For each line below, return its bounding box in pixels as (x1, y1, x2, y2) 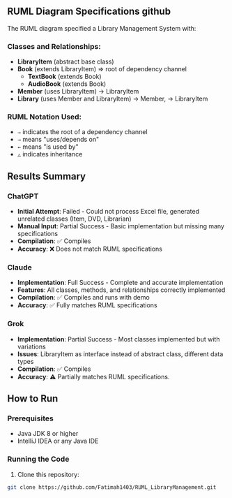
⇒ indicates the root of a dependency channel (17, 128, 148, 136)
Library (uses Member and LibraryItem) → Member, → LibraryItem (17, 94, 208, 103)
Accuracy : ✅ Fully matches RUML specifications (17, 301, 158, 309)
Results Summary (7, 170, 86, 182)
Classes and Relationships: (7, 41, 101, 51)
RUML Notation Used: (7, 112, 82, 122)
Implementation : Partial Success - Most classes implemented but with (17, 335, 220, 343)
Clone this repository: (17, 470, 79, 478)
